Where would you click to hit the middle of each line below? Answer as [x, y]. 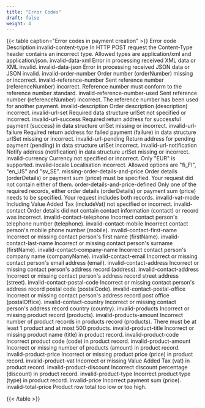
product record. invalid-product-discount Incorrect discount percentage [97, 367]
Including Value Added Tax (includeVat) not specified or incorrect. [89, 204]
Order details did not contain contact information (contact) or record [113, 211]
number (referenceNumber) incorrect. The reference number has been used [102, 100]
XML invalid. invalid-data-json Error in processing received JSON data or [98, 67]
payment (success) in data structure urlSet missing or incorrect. [87, 126]
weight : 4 [19, 23]
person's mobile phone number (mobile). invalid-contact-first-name [92, 230]
